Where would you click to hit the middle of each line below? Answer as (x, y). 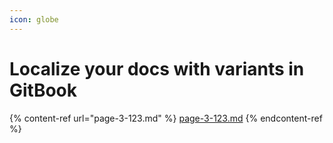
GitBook (43, 90)
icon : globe (34, 19)
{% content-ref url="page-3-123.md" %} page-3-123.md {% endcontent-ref (166, 118)
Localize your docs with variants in (157, 68)
